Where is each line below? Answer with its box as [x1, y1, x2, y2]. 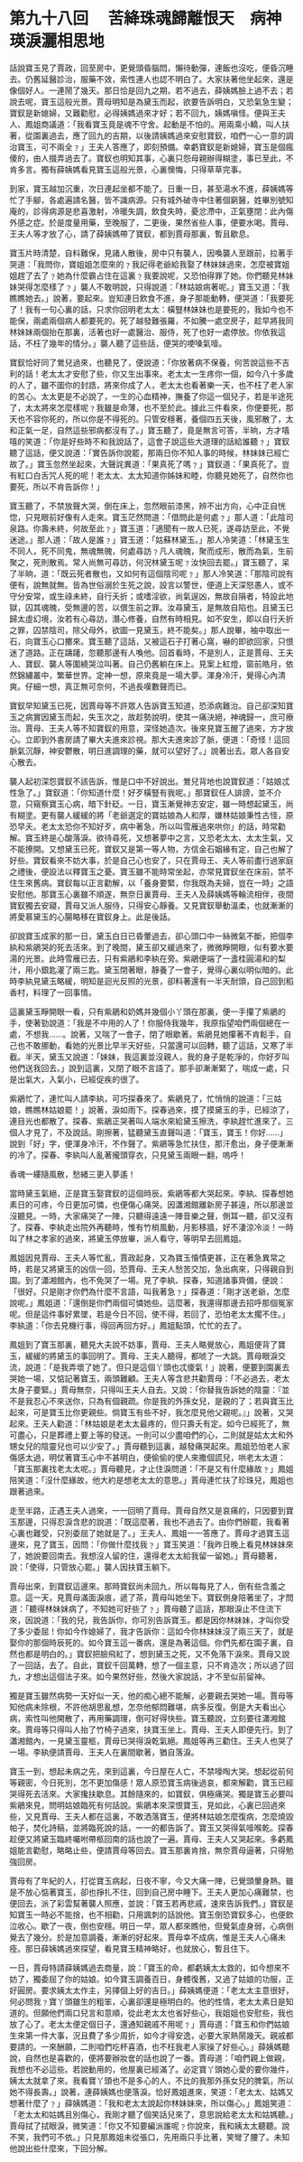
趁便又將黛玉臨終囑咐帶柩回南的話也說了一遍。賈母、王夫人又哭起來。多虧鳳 [9, 1833, 294, 1844]
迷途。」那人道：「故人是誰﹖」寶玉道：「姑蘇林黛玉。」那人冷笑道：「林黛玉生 [9, 534, 290, 545]
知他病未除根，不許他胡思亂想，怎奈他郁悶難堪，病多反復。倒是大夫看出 [9, 1701, 278, 1712]
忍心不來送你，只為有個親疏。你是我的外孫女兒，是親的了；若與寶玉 [32, 1395, 286, 1406]
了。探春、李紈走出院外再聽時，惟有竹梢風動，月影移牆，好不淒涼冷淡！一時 [9, 1221, 294, 1233]
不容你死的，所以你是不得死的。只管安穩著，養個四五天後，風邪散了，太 [24, 413, 294, 424]
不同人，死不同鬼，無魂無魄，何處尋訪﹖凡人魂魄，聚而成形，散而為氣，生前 [9, 545, 294, 556]
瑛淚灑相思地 [9, 31, 106, 51]
